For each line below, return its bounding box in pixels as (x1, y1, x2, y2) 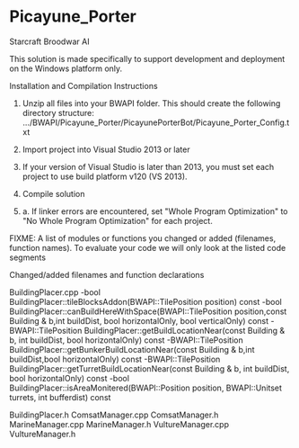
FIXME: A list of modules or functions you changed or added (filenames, (9, 232, 277, 244)
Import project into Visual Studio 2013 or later (22, 144, 190, 155)
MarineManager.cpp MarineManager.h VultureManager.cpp (9, 418, 229, 429)
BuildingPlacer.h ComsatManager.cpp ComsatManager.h (9, 409, 219, 420)
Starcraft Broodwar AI (9, 36, 90, 47)
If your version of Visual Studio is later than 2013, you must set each (22, 161, 275, 172)
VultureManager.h (9, 428, 76, 439)
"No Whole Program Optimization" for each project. (22, 215, 213, 226)
